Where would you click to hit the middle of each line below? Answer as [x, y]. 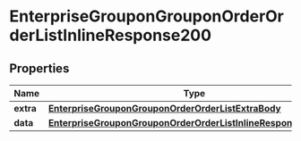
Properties [39, 68]
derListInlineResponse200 [111, 35]
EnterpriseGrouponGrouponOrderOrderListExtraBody [164, 108]
